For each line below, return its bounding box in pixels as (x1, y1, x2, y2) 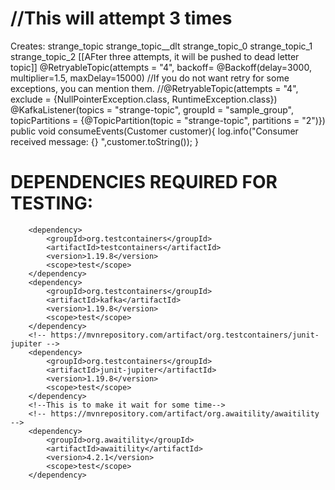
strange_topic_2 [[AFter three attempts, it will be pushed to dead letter (10, 50, 300, 62)
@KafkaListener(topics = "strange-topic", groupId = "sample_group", (10, 103, 294, 116)
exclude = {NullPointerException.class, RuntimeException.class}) (10, 93, 278, 105)
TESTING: (10, 192, 94, 215)
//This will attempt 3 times (10, 7, 233, 30)
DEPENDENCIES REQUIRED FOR (10, 171, 278, 194)
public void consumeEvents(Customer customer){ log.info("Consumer (10, 125, 299, 137)
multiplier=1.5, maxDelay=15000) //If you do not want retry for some (10, 72, 290, 84)
